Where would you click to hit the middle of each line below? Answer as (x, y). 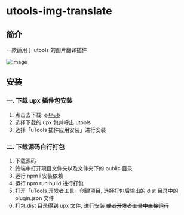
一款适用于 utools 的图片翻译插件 (47, 50)
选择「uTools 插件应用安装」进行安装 (60, 130)
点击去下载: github (37, 115)
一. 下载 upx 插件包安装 (39, 101)
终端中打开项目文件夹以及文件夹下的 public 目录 (73, 168)
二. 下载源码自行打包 (36, 146)
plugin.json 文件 (34, 198)
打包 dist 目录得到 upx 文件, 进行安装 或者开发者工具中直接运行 (92, 205)
